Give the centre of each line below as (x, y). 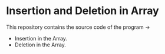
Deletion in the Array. (40, 45)
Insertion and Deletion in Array (82, 11)
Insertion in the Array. (41, 38)
